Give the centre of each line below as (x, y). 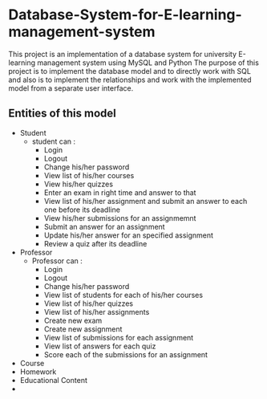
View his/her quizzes (79, 184)
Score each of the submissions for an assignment (126, 354)
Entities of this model (62, 114)
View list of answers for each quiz (100, 346)
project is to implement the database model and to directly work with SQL (129, 71)
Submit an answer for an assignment (105, 226)
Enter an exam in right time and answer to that (120, 192)
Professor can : (57, 261)
